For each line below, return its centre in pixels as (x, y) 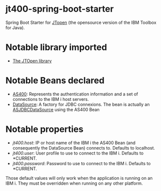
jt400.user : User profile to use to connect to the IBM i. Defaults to (78, 153)
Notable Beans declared (55, 81)
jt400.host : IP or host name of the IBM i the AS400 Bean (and (74, 143)
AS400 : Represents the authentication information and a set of (75, 94)
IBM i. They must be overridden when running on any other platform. (74, 183)
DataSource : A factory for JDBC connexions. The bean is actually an (81, 104)
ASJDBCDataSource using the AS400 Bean (56, 109)
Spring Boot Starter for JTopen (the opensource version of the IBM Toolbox (81, 22)
